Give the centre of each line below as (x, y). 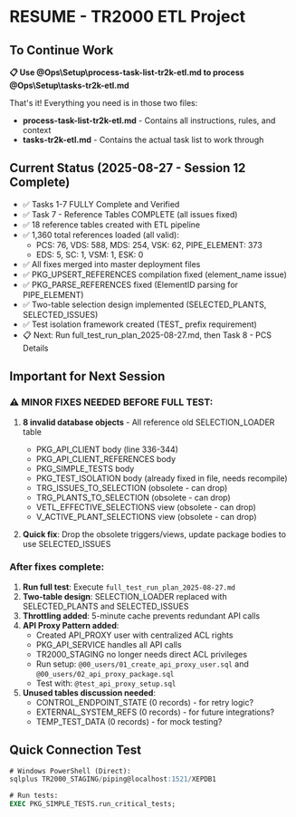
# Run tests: (34, 796)
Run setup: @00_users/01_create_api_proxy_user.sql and (142, 664)
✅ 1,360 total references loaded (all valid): (100, 235)
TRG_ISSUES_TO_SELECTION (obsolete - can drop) (132, 487)
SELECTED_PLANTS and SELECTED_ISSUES (105, 606)
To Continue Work (62, 50)
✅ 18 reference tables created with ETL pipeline (111, 225)
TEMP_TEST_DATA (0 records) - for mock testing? (129, 721)
